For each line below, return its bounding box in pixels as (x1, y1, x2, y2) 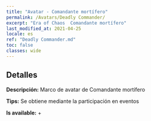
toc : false (6, 43, 33, 49)
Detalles (6, 70, 38, 80)
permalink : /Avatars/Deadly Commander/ (6, 14, 106, 20)
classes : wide (6, 48, 42, 54)
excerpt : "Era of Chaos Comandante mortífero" (6, 20, 127, 26)
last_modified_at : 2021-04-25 (6, 25, 82, 32)
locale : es (6, 31, 33, 37)
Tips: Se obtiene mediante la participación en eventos (6, 97, 139, 105)
